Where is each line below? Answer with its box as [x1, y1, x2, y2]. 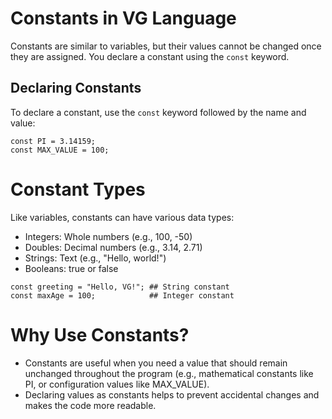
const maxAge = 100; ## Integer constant [10, 290, 235, 301]
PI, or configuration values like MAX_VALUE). [24, 378, 210, 390]
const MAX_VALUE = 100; [10, 145, 110, 155]
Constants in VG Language [10, 7, 237, 30]
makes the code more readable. [24, 399, 157, 411]
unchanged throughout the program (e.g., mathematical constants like [24, 367, 314, 379]
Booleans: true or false [24, 262, 119, 274]
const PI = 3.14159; [10, 136, 97, 146]
